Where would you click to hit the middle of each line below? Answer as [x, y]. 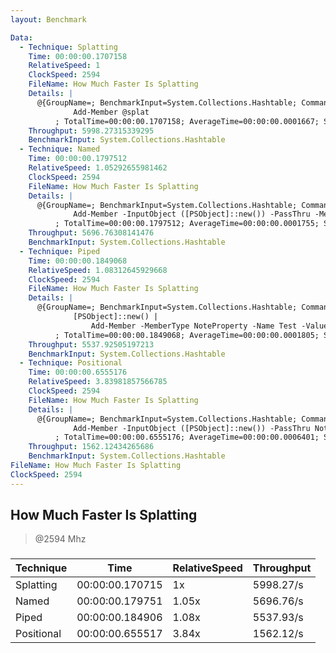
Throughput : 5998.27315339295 [91, 131]
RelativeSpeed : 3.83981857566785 [98, 382]
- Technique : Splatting [68, 47]
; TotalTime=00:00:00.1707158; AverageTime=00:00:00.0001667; [187, 121]
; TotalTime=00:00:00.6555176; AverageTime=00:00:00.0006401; [187, 437]
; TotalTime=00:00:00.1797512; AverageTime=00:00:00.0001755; [187, 224]
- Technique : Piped [60, 251]
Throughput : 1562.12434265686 [91, 447]
